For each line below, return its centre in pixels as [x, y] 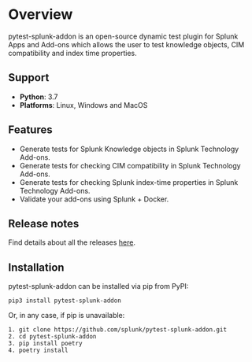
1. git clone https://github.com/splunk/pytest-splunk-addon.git [117, 330]
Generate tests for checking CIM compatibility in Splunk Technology [130, 165]
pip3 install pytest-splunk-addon [65, 301]
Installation [36, 267]
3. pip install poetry [45, 344]
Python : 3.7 [39, 97]
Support [29, 78]
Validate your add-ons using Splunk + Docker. [94, 199]
